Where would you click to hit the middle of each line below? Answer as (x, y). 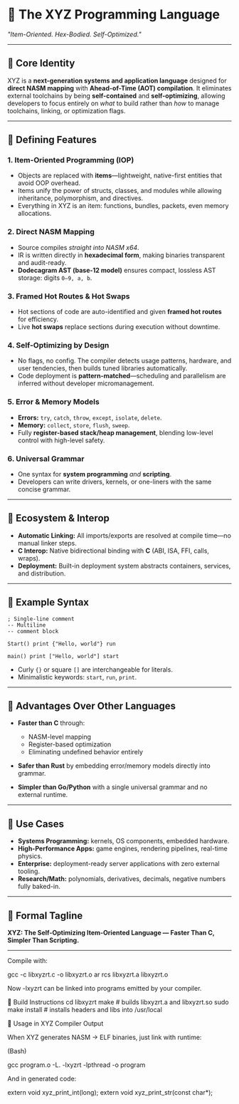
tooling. (29, 871)
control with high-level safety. (61, 440)
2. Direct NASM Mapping (51, 232)
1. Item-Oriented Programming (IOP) (71, 160)
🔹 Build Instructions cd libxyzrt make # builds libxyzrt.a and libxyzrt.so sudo (118, 1002)
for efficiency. (38, 319)
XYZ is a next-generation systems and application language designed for (117, 80)
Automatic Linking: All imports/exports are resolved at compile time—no (124, 535)
